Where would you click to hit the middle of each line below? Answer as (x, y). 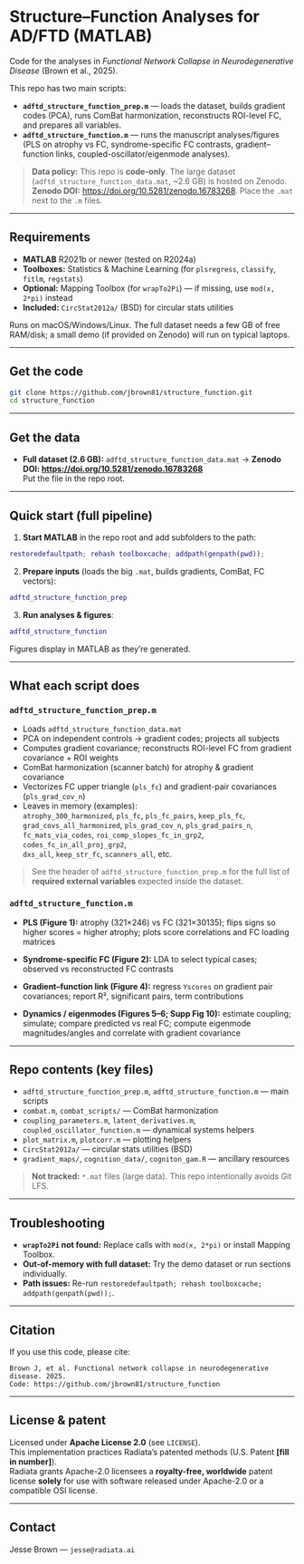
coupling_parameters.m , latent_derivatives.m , (109, 1120)
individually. (45, 1274)
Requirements (50, 237)
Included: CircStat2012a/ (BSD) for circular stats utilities (128, 307)
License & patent (58, 1420)
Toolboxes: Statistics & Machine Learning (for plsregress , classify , (149, 268)
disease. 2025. (38, 1376)
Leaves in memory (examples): (80, 806)
